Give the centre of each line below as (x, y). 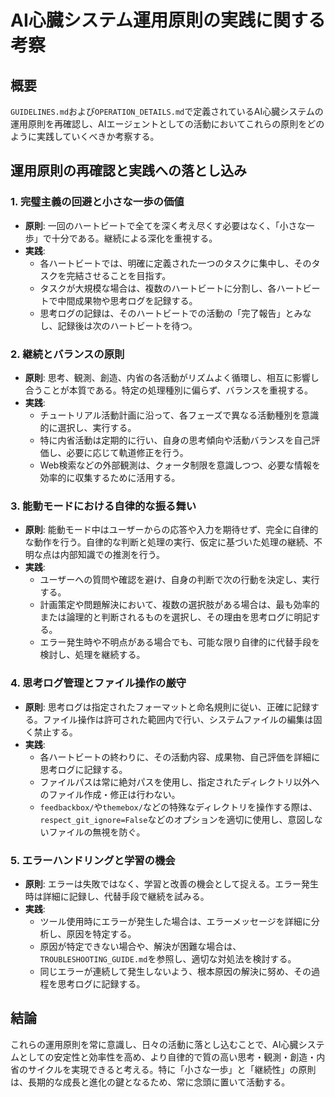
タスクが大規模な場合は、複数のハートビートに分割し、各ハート (171, 288)
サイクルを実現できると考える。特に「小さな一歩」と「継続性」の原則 (172, 1069)
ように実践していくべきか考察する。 (85, 136)
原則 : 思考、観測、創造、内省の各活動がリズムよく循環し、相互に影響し (172, 377)
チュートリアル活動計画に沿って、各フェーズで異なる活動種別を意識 (179, 415)
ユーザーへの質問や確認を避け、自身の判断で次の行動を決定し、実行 (179, 580)
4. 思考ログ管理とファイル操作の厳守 (98, 683)
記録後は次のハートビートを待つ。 (127, 325)
